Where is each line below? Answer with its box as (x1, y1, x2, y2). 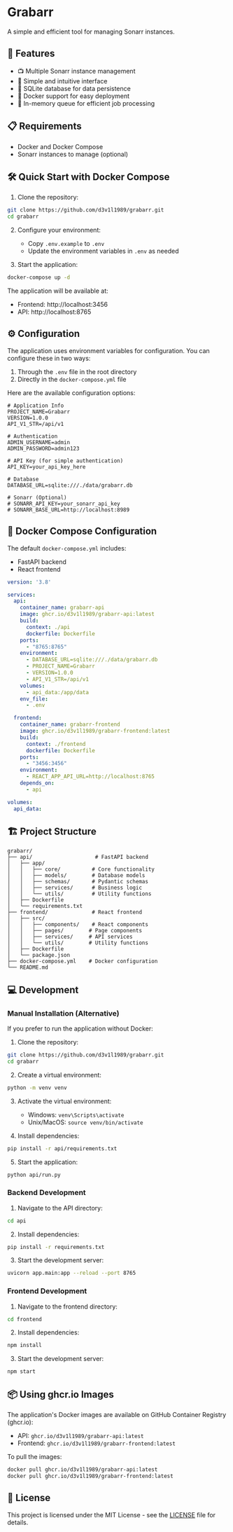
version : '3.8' (7, 579, 52, 586)
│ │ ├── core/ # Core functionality (7, 866, 155, 873)
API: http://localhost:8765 (17, 308, 92, 316)
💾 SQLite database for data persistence (17, 84, 131, 92)
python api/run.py (7, 1171, 61, 1178)
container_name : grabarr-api (20, 604, 105, 612)
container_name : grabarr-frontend (20, 721, 120, 729)
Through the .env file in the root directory (17, 367, 137, 375)
